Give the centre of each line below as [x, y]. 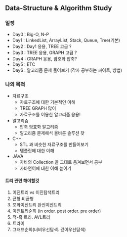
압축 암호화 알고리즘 [39, 127]
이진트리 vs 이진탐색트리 [36, 192]
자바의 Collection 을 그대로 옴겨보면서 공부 [61, 162]
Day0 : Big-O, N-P [31, 34]
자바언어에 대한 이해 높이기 [45, 168]
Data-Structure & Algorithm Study [59, 8]
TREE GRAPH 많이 [38, 108]
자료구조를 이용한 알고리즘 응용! [50, 114]
